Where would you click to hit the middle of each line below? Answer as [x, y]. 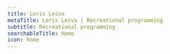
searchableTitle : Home [41, 33]
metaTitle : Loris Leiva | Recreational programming [85, 20]
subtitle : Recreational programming [61, 27]
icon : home [23, 40]
